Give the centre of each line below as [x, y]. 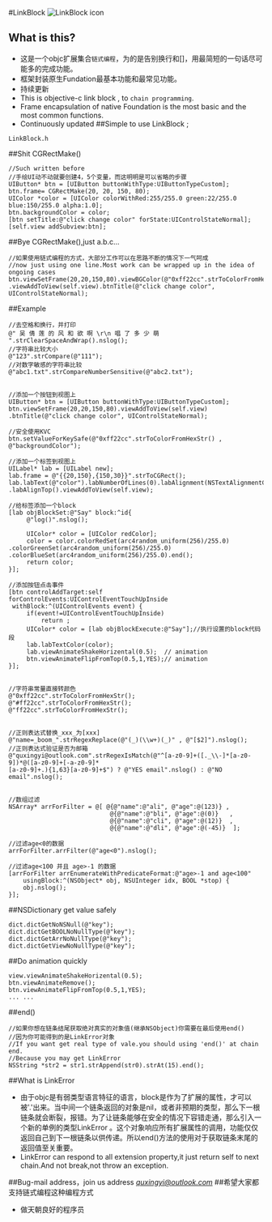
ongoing [21, 272]
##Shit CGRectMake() [45, 153]
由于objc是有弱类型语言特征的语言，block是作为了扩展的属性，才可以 [136, 1096]
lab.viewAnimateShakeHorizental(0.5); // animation [117, 652]
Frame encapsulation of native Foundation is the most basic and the [133, 106]
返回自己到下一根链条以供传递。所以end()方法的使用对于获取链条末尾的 [139, 1137]
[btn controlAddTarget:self [56, 592]
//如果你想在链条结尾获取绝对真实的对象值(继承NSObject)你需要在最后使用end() [127, 1028]
